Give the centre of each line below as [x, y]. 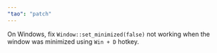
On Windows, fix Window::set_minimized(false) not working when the [108, 34]
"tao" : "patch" [30, 14]
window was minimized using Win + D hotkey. [73, 41]
